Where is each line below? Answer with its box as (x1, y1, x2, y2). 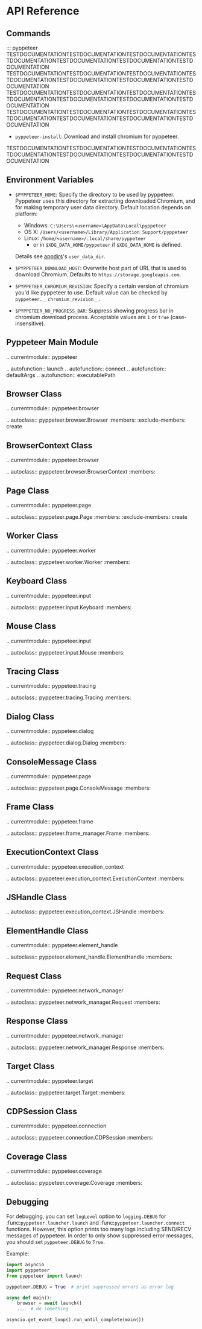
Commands (6, 28, 51, 39)
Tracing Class (6, 666, 59, 676)
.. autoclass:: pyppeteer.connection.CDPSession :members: (6, 1134, 154, 1141)
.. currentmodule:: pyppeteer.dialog (6, 728, 94, 735)
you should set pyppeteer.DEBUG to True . (6, 1239, 106, 1246)
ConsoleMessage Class (6, 756, 97, 767)
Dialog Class (6, 711, 54, 722)
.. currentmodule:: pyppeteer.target (6, 1077, 93, 1084)
